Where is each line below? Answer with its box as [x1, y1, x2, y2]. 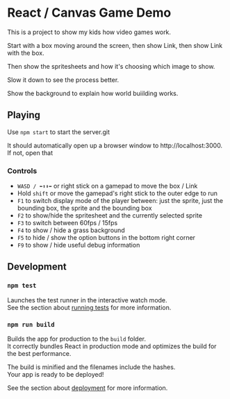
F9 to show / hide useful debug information [17, 241, 140, 250]
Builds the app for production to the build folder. [7, 335, 147, 343]
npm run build [7, 320, 55, 328]
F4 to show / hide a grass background [17, 226, 125, 234]
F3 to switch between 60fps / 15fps [17, 219, 118, 227]
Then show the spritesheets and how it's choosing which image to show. [7, 62, 215, 70]
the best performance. [7, 350, 72, 358]
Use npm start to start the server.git [7, 127, 110, 136]
